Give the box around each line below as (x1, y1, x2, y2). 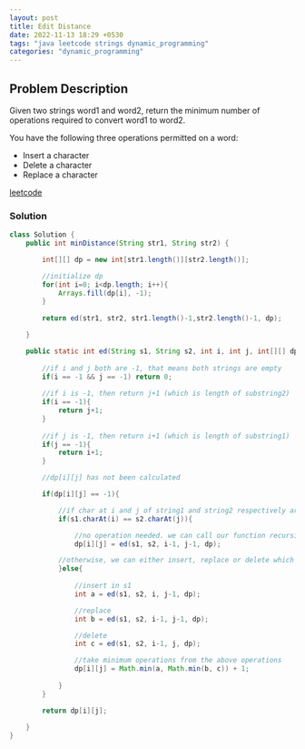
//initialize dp (42, 271, 103, 280)
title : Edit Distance (9, 22, 92, 31)
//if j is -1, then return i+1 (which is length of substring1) (42, 431, 290, 440)
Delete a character (22, 159, 93, 170)
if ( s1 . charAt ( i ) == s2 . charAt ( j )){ (57, 514, 193, 523)
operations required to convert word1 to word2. (9, 115, 186, 126)
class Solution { (9, 230, 75, 239)
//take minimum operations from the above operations (74, 656, 282, 665)
